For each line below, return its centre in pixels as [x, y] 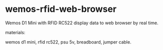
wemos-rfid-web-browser [61, 9]
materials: [15, 32]
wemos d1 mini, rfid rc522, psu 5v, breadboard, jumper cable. [68, 42]
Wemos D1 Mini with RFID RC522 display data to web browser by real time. [82, 23]
